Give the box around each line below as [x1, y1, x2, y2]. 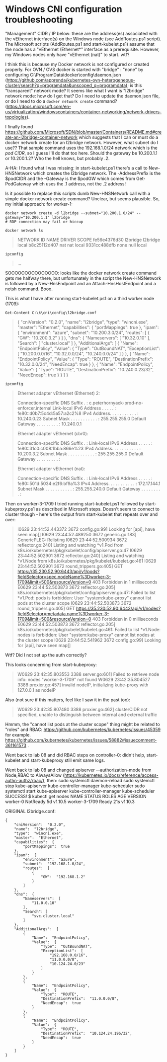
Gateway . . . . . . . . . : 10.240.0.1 [17, 421, 82, 427]
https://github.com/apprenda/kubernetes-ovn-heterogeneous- [6, 77, 135, 83]
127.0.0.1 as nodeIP [17, 687, 56, 693]
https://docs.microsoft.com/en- [6, 103, 71, 109]
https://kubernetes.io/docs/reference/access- [64, 772, 159, 778]
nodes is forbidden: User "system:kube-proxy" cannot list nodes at [17, 632, 155, 638]
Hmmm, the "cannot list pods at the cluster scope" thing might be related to [5, 721, 160, 727]
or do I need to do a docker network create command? [5, 98, 117, 104]
